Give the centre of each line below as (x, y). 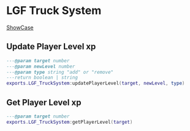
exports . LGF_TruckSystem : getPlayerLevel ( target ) (70, 122)
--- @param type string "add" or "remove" (60, 72)
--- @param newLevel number (41, 66)
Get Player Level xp (44, 102)
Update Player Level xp (51, 47)
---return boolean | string (42, 78)
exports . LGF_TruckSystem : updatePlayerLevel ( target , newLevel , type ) (96, 83)
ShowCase (20, 27)
